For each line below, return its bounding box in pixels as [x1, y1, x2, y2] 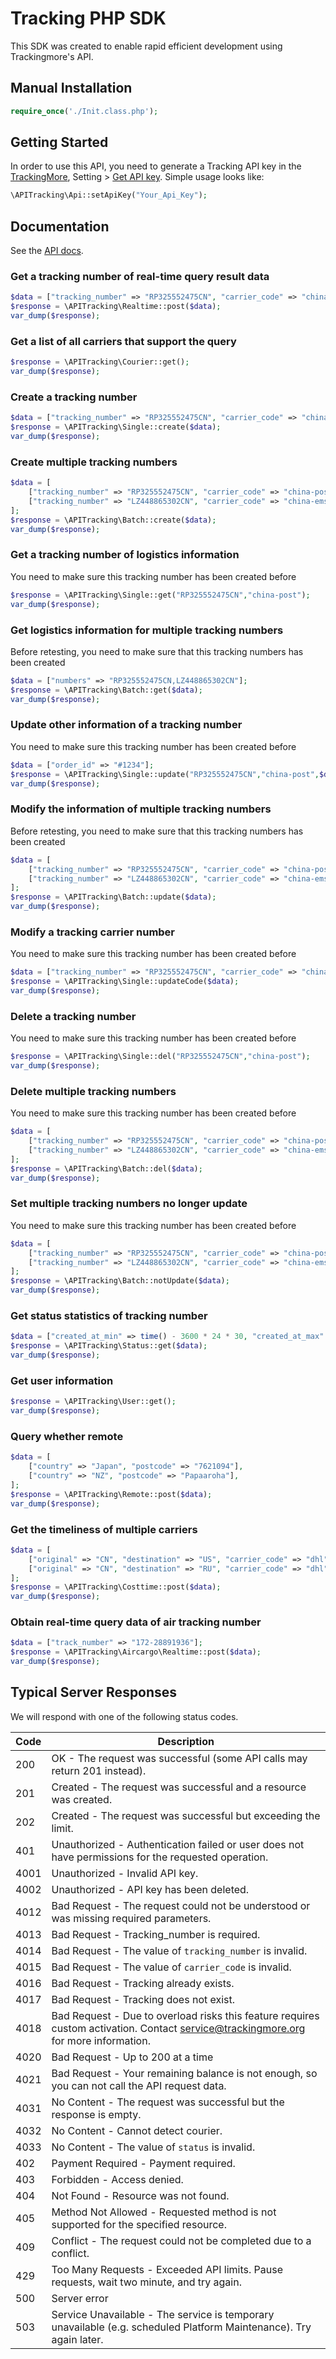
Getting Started [10, 134, 109, 151]
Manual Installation [10, 80, 133, 97]
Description [157, 1734, 215, 1748]
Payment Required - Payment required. [51, 2156, 236, 2170]
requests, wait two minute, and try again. [51, 2275, 242, 2289]
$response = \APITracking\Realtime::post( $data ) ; [10, 302, 222, 312]
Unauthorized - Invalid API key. [51, 1866, 199, 1880]
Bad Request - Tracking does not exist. [51, 1992, 236, 2006]
